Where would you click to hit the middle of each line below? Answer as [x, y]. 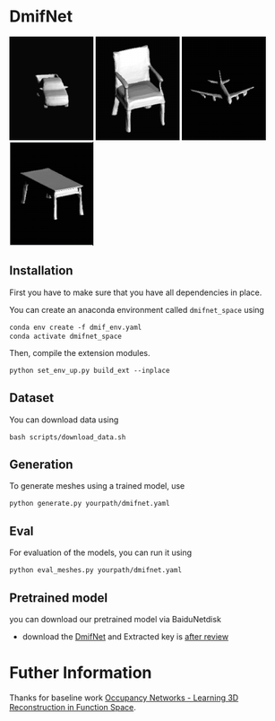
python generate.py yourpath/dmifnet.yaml [90, 504]
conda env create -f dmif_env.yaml [76, 327]
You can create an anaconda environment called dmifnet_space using [137, 309]
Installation [41, 271]
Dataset [32, 398]
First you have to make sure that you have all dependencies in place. [136, 292]
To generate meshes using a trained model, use [97, 486]
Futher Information [81, 673]
